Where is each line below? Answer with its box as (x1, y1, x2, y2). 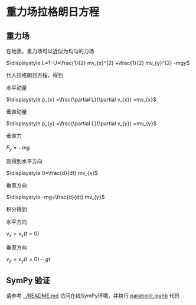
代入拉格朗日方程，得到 (6, 72, 63, 79)
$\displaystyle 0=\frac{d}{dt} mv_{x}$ (6, 169, 99, 176)
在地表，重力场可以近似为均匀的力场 (6, 48, 94, 54)
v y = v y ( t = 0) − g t (6, 255, 51, 264)
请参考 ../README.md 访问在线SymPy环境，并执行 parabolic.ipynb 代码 (6, 292, 180, 299)
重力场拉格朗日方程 (6, 5, 100, 19)
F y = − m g (6, 144, 30, 152)
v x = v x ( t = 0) (6, 230, 40, 238)
